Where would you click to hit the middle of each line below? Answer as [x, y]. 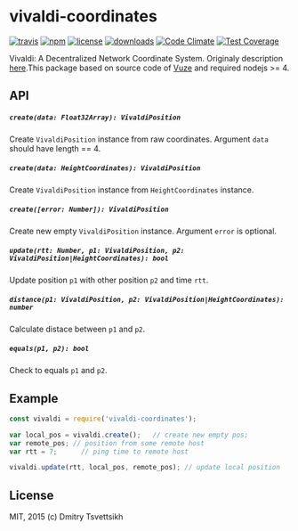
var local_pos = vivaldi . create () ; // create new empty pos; [129, 435]
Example [34, 398]
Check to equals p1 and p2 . [58, 371]
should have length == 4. [55, 149]
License [32, 495]
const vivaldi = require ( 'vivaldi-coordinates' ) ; [103, 419]
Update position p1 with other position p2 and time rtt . [109, 280]
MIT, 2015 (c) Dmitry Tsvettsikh [66, 517]
